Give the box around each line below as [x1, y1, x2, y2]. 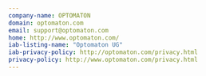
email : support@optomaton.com [8, 26, 109, 34]
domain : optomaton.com [8, 19, 84, 27]
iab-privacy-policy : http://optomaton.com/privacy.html [8, 48, 198, 56]
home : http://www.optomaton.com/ [8, 33, 120, 42]
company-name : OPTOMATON [8, 11, 91, 20]
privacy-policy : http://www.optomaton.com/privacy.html [8, 56, 198, 64]
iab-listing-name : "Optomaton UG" [8, 41, 124, 49]
